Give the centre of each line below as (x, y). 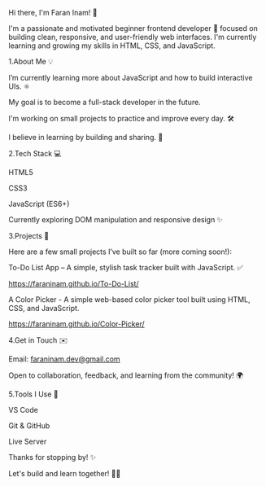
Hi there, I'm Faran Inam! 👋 (53, 13)
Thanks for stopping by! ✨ (52, 457)
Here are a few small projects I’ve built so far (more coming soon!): (120, 252)
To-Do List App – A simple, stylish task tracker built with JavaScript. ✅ (126, 267)
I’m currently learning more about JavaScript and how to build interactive (131, 78)
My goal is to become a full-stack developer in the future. (105, 102)
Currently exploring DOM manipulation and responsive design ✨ (116, 219)
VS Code (23, 410)
